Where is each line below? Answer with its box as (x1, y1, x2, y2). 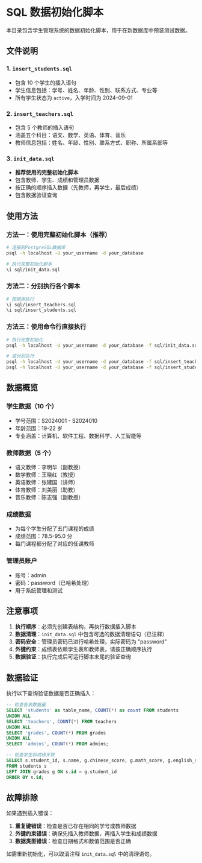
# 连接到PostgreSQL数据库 (6, 244, 66, 250)
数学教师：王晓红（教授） (14, 471, 79, 478)
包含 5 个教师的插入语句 (14, 124, 74, 131)
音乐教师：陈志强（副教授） (14, 493, 84, 501)
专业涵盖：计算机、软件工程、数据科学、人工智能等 (14, 432, 142, 439)
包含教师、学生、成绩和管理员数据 (14, 176, 100, 184)
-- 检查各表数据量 (6, 702, 46, 708)
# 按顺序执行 (6, 296, 34, 302)
